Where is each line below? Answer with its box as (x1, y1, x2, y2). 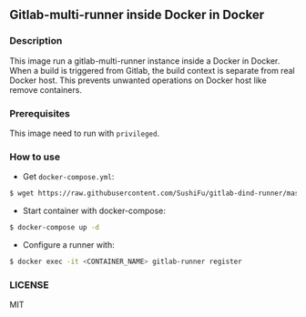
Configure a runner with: (22, 240, 116, 251)
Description (9, 35, 63, 47)
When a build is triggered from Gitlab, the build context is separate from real (9, 65, 295, 76)
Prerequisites (9, 107, 70, 119)
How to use (9, 150, 61, 163)
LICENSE (9, 278, 50, 291)
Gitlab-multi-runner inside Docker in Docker (9, 7, 265, 23)
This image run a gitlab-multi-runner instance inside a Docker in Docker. (9, 55, 280, 66)
